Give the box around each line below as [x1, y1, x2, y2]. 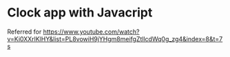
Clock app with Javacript [7, 5, 153, 21]
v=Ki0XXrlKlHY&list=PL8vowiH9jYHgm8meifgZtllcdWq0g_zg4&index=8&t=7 [7, 34, 223, 43]
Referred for [7, 27, 42, 36]
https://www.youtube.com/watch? [43, 27, 140, 36]
